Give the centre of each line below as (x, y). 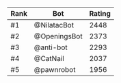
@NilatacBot (54, 25)
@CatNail (49, 59)
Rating (100, 13)
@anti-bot (51, 47)
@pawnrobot (55, 70)
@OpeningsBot (58, 36)
